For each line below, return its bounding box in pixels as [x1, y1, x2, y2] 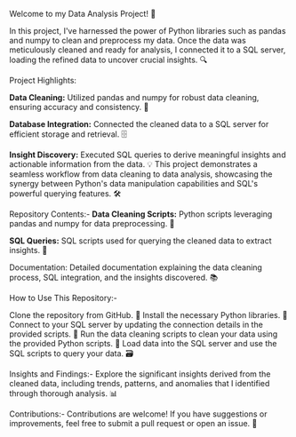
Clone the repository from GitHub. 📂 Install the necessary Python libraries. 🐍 [9, 310, 288, 320]
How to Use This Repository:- [9, 293, 118, 303]
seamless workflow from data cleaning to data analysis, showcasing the [9, 169, 273, 179]
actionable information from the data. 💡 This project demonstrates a [9, 159, 258, 169]
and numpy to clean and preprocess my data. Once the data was [9, 36, 246, 45]
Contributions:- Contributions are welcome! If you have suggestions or [9, 409, 268, 419]
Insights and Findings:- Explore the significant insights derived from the [9, 369, 271, 379]
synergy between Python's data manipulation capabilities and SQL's [9, 179, 259, 188]
